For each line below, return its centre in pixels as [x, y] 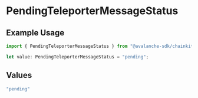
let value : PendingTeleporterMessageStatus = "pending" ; [77, 57]
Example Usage [35, 33]
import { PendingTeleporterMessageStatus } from [67, 46]
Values [19, 75]
